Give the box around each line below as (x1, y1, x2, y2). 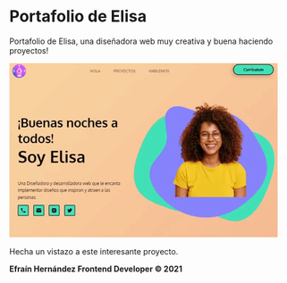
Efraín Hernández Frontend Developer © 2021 (9, 263, 183, 274)
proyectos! (9, 45, 49, 55)
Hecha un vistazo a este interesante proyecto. (9, 246, 179, 256)
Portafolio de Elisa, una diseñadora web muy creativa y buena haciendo (9, 36, 274, 46)
